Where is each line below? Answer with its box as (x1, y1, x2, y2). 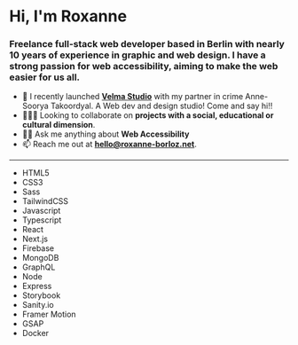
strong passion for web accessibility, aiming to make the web (9, 60, 278, 73)
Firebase (21, 243, 55, 254)
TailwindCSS (21, 196, 69, 207)
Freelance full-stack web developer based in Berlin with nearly (9, 38, 286, 51)
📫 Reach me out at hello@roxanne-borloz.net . (21, 139, 197, 150)
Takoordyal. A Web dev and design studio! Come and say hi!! (50, 100, 273, 112)
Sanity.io (21, 300, 55, 310)
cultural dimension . (21, 120, 96, 130)
